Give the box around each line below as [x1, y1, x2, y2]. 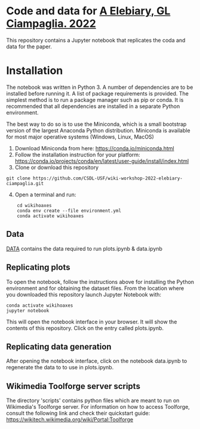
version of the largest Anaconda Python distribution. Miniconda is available [6, 126, 190, 134]
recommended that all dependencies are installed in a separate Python [6, 103, 180, 110]
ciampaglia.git [6, 180, 44, 186]
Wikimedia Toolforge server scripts [6, 381, 140, 391]
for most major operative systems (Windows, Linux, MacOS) [6, 133, 154, 140]
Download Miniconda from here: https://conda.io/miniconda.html [14, 144, 174, 152]
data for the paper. [6, 43, 52, 50]
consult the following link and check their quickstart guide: [6, 410, 150, 417]
